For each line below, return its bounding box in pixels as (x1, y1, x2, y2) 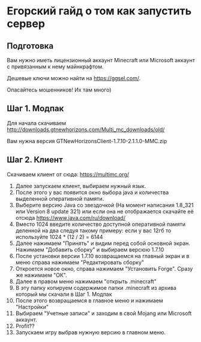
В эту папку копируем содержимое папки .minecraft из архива (15, 284, 176, 291)
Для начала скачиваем (7, 119, 67, 126)
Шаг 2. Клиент (7, 155, 64, 165)
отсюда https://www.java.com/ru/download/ (15, 214, 125, 221)
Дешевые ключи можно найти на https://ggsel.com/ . (7, 75, 141, 81)
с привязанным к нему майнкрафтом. (7, 63, 104, 70)
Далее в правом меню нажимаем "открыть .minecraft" (15, 277, 157, 285)
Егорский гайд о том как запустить (7, 4, 191, 18)
